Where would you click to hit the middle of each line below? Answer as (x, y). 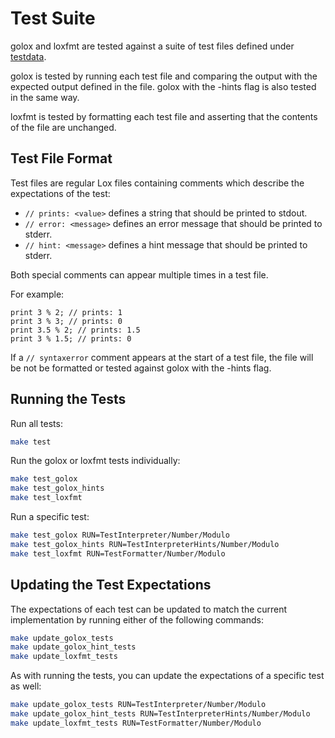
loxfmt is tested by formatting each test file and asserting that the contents (164, 116)
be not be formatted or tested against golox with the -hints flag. (141, 368)
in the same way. (45, 97)
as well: (26, 686)
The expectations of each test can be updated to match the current (149, 609)
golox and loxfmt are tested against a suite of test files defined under (152, 46)
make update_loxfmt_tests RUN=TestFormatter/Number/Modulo (136, 723)
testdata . (28, 56)
